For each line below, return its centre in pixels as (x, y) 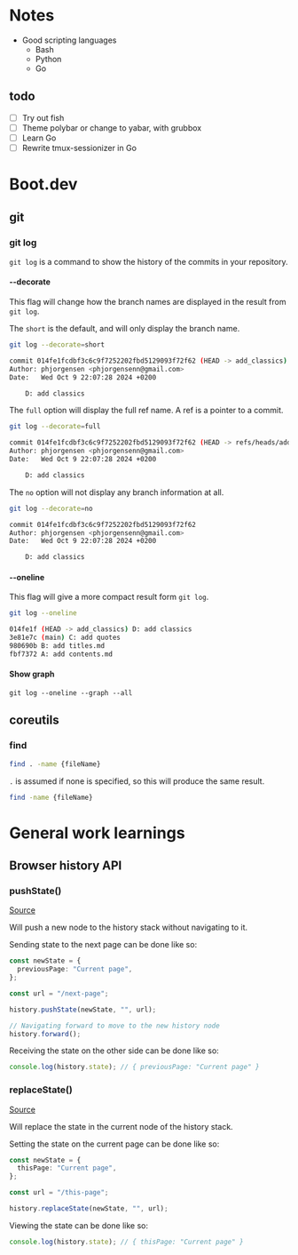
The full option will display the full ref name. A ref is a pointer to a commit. (146, 411)
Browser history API (66, 866)
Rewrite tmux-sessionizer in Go (79, 148)
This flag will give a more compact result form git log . (109, 597)
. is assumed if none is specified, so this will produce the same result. (137, 781)
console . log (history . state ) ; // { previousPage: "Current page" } (134, 1067)
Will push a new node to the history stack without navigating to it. (129, 927)
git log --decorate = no (51, 508)
